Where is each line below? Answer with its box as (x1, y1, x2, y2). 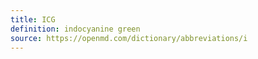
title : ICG (10, 14, 56, 25)
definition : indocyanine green (10, 24, 141, 34)
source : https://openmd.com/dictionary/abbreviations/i (10, 33, 248, 43)
